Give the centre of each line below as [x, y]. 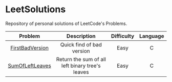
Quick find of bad [81, 44]
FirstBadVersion [29, 48]
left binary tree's [81, 66]
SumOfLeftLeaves [29, 66]
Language [152, 36]
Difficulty [123, 36]
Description [81, 36]
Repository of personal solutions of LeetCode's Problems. [66, 23]
